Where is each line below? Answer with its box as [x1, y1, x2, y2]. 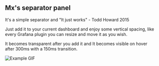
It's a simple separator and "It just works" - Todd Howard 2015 [5, 16, 130, 22]
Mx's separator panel [5, 4, 71, 12]
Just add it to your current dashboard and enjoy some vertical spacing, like [5, 26, 155, 32]
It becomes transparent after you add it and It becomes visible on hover [5, 41, 147, 47]
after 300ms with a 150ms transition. [5, 46, 78, 51]
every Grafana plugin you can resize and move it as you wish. [5, 31, 128, 37]
